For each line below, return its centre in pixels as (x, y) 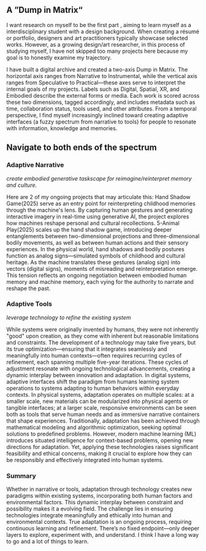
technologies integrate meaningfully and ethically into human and (89, 515)
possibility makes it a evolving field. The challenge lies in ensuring (90, 509)
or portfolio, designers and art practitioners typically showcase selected (97, 38)
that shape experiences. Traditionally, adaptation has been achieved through (103, 421)
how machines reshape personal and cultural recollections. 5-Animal (93, 223)
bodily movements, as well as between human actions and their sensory (97, 243)
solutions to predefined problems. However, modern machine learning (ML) (101, 434)
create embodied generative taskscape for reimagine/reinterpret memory (99, 178)
